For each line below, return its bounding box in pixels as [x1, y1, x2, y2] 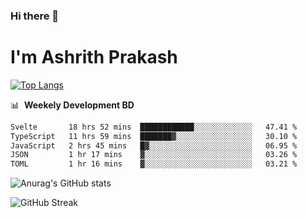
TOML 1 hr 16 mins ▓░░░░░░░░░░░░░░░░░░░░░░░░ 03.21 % [10, 159, 298, 169]
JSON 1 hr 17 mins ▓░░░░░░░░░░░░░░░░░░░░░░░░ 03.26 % [10, 150, 298, 160]
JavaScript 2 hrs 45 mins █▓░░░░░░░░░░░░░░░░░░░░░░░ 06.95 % [10, 140, 298, 151]
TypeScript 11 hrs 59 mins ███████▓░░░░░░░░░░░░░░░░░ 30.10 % [10, 131, 298, 141]
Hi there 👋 [10, 9, 60, 23]
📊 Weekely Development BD [10, 99, 135, 111]
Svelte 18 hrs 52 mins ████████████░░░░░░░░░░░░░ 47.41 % [10, 122, 298, 132]
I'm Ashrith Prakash [10, 46, 178, 69]
